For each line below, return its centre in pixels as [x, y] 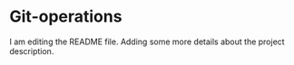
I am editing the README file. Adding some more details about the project [147, 42]
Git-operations [66, 17]
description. [32, 51]
